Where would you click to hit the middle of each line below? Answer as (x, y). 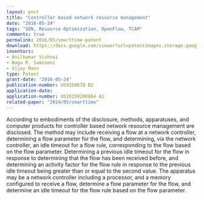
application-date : (29, 91)
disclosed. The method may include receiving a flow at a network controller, (101, 132)
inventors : (20, 52)
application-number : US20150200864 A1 (55, 96)
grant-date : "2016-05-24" (39, 79)
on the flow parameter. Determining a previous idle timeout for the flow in (98, 152)
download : (19, 46)
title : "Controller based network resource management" (78, 18)
